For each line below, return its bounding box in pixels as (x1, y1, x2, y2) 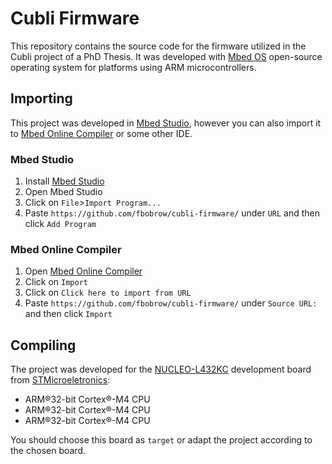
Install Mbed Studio (24, 175, 105, 187)
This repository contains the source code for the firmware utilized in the (10, 40, 307, 52)
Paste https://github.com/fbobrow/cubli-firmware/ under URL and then (24, 207, 321, 219)
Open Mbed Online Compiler (24, 265, 143, 277)
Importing (10, 90, 73, 107)
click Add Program (24, 218, 97, 230)
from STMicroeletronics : (10, 374, 111, 386)
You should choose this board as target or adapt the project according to (10, 434, 313, 446)
